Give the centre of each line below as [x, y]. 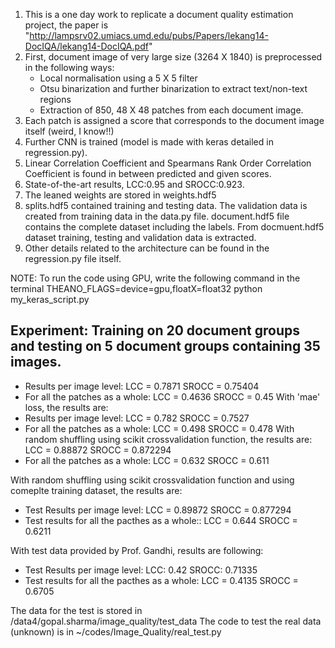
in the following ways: [69, 67]
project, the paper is [66, 25]
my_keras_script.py [50, 299]
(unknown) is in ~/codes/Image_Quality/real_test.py [116, 631]
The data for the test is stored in [76, 610]
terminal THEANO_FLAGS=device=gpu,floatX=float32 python [136, 288]
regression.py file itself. [73, 258]
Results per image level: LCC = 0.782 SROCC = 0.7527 [137, 418]
